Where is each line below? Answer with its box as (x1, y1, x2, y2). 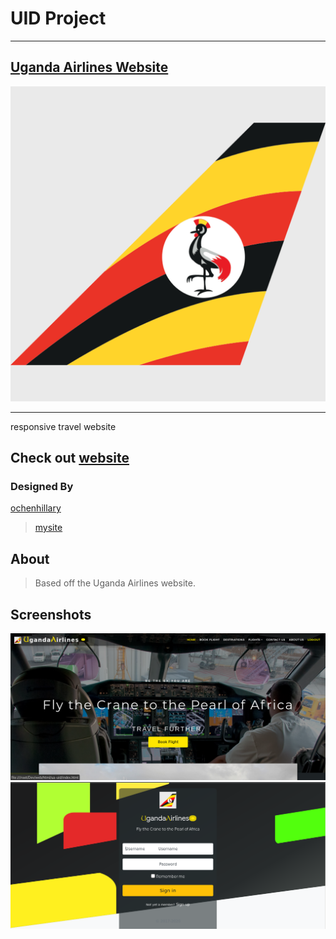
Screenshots (10, 606, 92, 623)
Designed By (10, 480, 74, 494)
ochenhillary (10, 502, 62, 514)
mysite (34, 522, 63, 534)
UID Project (10, 7, 107, 30)
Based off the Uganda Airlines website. (34, 577, 197, 589)
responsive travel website (10, 420, 117, 432)
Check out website (10, 450, 130, 467)
